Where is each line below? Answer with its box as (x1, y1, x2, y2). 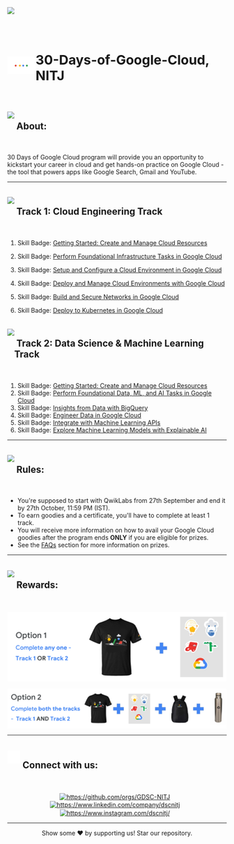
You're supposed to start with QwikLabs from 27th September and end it (17, 497, 226, 505)
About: (16, 120, 47, 132)
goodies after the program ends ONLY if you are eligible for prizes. (17, 533, 209, 542)
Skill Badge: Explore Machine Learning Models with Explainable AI (17, 425, 208, 434)
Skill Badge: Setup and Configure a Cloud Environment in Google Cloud (17, 265, 222, 274)
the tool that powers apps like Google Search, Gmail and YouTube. (7, 168, 197, 176)
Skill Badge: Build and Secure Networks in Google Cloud (17, 292, 180, 301)
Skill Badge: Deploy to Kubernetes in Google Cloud (17, 306, 164, 314)
